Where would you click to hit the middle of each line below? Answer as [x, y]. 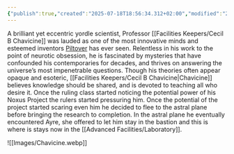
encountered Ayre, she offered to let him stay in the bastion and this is [108, 121]
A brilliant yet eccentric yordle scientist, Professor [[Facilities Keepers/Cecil [116, 33]
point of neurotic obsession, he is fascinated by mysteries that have [104, 55]
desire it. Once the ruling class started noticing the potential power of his [111, 92]
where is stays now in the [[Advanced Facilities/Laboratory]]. [95, 129]
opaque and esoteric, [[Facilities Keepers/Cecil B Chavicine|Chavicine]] [110, 78]
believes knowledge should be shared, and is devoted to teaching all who [112, 85]
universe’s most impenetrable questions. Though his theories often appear [114, 70]
